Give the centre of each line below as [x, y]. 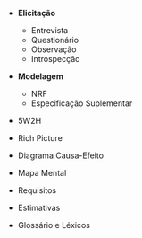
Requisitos [37, 190]
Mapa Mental [42, 173]
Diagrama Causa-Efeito [61, 155]
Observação [54, 49]
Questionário [54, 40]
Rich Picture [40, 138]
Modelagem [41, 76]
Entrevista [50, 30]
